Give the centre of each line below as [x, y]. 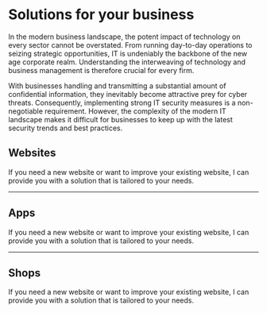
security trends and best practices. [66, 128]
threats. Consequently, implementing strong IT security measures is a [122, 102]
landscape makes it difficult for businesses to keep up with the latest [120, 119]
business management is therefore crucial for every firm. [101, 70]
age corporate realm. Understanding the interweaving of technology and [127, 62]
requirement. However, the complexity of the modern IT [135, 111]
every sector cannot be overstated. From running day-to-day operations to [130, 44]
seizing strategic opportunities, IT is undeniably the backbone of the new [128, 53]
